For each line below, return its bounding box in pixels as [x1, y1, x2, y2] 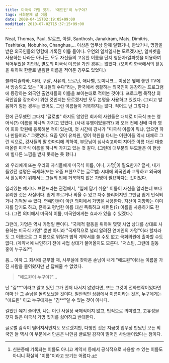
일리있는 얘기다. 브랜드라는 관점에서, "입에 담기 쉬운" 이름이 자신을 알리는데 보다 [5, 185, 162, 191]
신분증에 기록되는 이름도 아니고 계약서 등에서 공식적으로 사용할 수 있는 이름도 [12, 346, 163, 352]
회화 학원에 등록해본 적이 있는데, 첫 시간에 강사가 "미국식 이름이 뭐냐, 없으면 [10, 126, 158, 132]
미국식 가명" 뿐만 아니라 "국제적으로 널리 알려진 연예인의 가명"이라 [18, 227, 148, 233]
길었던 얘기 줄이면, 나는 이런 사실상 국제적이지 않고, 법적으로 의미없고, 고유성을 [5, 307, 159, 314]
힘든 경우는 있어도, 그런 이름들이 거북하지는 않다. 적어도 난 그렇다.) [18, 103, 149, 109]
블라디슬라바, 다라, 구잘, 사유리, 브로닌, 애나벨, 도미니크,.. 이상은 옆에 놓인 [5, 78, 150, 84]
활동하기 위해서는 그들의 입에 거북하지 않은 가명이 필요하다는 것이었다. [10, 174, 147, 181]
